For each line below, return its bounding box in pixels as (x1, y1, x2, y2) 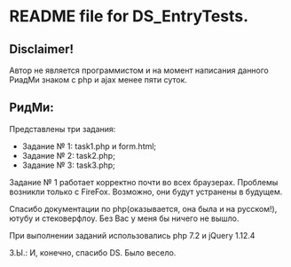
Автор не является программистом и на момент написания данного (9, 65, 269, 75)
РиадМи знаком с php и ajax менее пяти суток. (9, 75, 188, 85)
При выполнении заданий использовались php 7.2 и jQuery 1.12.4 (9, 230, 256, 240)
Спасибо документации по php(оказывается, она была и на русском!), (9, 203, 278, 214)
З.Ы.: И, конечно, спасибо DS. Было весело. (9, 247, 177, 258)
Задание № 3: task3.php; (21, 160, 115, 170)
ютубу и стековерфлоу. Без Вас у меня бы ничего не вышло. (9, 213, 240, 224)
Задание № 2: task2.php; (21, 150, 115, 161)
